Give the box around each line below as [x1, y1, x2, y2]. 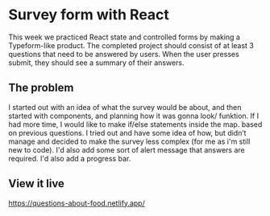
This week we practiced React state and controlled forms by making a [8, 32, 240, 42]
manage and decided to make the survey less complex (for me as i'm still [8, 137, 251, 146]
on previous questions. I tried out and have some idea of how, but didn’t [8, 128, 247, 137]
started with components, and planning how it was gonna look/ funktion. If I [8, 111, 260, 120]
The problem [8, 81, 74, 95]
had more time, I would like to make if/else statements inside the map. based [8, 119, 263, 129]
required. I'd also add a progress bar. [8, 153, 131, 163]
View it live [8, 177, 64, 190]
